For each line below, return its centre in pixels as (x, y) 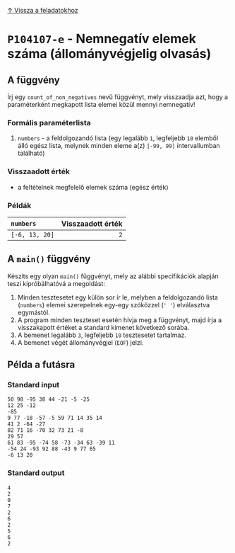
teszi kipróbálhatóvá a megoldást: (56, 283)
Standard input (34, 385)
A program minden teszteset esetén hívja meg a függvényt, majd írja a (120, 320)
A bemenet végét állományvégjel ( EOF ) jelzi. (80, 342)
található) (31, 153)
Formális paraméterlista (49, 122)
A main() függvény (49, 259)
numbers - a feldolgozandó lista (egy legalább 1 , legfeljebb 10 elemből (118, 138)
